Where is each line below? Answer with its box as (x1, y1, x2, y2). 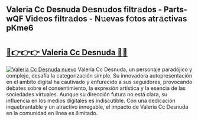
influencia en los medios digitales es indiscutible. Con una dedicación (6, 97, 176, 104)
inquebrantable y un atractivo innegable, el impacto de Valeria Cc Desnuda (6, 103, 189, 110)
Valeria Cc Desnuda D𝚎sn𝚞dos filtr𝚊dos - (6, 5, 163, 15)
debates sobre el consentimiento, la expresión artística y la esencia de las (6, 85, 186, 92)
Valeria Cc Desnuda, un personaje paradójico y (77, 66, 193, 73)
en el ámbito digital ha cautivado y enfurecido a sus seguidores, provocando (6, 79, 193, 85)
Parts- (163, 5, 188, 15)
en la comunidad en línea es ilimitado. (6, 110, 98, 116)
